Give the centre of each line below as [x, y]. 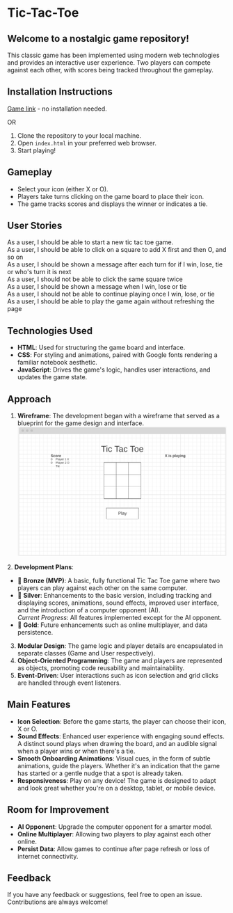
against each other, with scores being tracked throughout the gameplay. [111, 70]
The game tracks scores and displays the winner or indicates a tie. [112, 204]
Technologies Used [50, 331]
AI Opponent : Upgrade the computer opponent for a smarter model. [115, 827]
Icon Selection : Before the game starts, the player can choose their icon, [122, 721]
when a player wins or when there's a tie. [76, 751]
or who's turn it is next [39, 272]
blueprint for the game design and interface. [81, 423]
